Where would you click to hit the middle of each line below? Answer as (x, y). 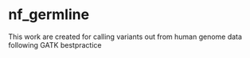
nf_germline (49, 15)
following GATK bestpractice (55, 44)
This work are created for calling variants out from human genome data (125, 37)
